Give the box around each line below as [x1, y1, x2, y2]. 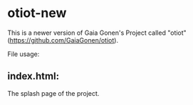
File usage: [7, 50, 40, 58]
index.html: [7, 70, 59, 82]
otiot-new [7, 5, 67, 21]
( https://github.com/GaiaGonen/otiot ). [7, 35, 119, 44]
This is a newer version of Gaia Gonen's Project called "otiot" [7, 28, 187, 37]
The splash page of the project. [7, 89, 100, 97]
